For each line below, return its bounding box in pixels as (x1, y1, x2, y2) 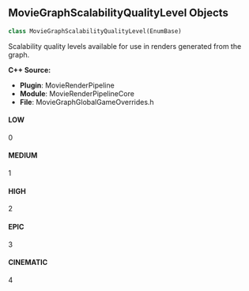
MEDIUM (8, 151, 38, 160)
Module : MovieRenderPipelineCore (19, 88, 134, 98)
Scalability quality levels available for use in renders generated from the (8, 41, 242, 50)
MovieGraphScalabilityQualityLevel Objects (8, 6, 229, 20)
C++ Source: (8, 65, 51, 74)
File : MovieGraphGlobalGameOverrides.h (19, 97, 154, 106)
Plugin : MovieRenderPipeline (19, 80, 115, 90)
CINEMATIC (8, 258, 48, 267)
